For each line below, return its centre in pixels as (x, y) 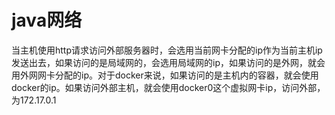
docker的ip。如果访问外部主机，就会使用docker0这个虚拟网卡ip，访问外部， (168, 87)
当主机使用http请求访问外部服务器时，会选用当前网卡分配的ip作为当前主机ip (167, 50)
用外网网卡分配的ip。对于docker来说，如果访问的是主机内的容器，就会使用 (165, 75)
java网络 (47, 20)
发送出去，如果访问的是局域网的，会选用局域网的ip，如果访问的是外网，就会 (168, 62)
